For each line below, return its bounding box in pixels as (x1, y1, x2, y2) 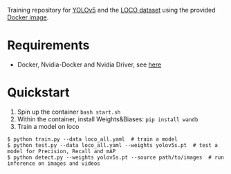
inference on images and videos (7, 159, 100, 167)
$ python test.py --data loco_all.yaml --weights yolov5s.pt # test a (7, 141, 218, 148)
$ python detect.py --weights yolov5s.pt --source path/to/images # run (7, 154, 225, 161)
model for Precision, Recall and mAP (7, 148, 116, 155)
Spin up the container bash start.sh (17, 107, 121, 116)
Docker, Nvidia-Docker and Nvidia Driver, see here (17, 60, 162, 69)
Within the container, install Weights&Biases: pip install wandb (17, 114, 198, 123)
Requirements (7, 37, 90, 53)
